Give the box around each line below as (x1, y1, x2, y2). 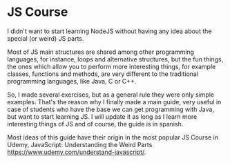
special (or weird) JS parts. (7, 34, 84, 42)
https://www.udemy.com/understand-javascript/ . (7, 148, 146, 156)
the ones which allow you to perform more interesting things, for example (7, 62, 216, 70)
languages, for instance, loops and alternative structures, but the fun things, (7, 55, 224, 63)
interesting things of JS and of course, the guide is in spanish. (7, 119, 184, 128)
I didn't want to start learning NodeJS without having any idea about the (7, 27, 212, 35)
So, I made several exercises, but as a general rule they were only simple (7, 90, 215, 99)
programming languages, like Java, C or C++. (7, 77, 137, 85)
